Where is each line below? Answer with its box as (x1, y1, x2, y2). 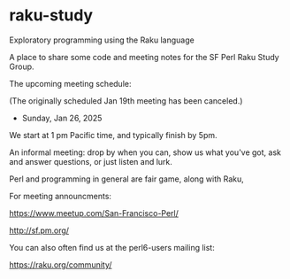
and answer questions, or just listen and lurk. (9, 156, 172, 167)
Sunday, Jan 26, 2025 (21, 112, 103, 123)
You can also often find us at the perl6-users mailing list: (9, 242, 215, 252)
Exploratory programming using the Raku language (9, 35, 195, 45)
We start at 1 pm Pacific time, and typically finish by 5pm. (9, 129, 218, 140)
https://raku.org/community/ (9, 259, 112, 270)
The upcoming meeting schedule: (9, 78, 132, 89)
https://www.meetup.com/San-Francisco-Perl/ (9, 207, 179, 218)
